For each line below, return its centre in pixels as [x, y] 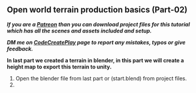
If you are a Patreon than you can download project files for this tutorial [98, 24]
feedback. [20, 49]
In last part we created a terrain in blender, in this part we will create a [95, 60]
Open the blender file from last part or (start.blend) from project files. [101, 78]
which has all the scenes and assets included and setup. [79, 31]
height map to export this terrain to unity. [59, 67]
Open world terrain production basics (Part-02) [97, 10]
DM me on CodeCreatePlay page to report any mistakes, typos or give [96, 42]
